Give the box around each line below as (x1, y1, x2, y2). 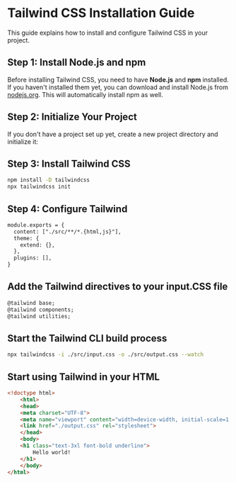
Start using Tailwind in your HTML (7, 371, 160, 383)
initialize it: (7, 137, 39, 146)
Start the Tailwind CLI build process (7, 332, 167, 344)
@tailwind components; (7, 306, 74, 313)
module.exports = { (7, 221, 65, 228)
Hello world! (33, 449, 71, 456)
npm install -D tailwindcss (7, 176, 90, 184)
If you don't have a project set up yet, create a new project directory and (7, 130, 218, 138)
